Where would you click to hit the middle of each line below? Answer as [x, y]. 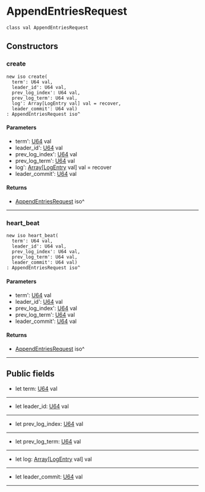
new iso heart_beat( [33, 236]
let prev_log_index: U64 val [49, 423]
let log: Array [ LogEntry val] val [53, 459]
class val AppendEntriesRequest [47, 28]
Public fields [31, 374]
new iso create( [27, 77]
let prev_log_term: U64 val [48, 441]
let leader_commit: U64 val [49, 477]
